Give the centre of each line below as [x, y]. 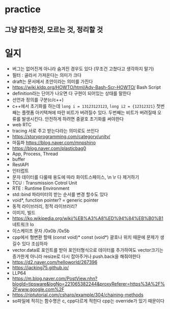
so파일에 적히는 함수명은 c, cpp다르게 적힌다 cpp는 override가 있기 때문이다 [88, 301]
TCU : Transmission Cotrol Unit [45, 183]
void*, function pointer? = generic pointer [55, 200]
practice [23, 9]
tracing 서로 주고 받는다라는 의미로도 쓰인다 [55, 130]
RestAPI [20, 164]
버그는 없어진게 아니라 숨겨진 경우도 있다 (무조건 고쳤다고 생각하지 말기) [83, 69]
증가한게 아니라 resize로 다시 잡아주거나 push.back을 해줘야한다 [76, 256]
